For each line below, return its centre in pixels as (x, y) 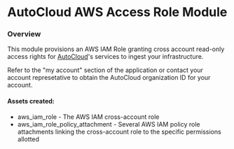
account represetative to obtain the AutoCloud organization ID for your (109, 78)
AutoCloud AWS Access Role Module (117, 12)
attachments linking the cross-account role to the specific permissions (119, 132)
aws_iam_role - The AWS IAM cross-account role (88, 117)
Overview (24, 34)
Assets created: (31, 101)
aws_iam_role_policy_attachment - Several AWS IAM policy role (109, 124)
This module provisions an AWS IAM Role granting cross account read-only (116, 49)
